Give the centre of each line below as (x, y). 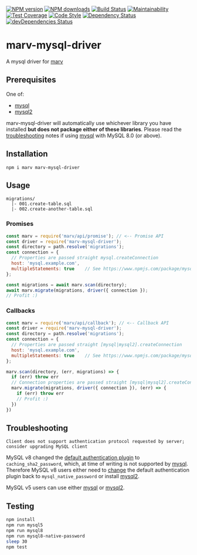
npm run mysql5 (25, 525)
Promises (20, 224)
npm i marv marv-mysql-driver (43, 167)
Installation (27, 154)
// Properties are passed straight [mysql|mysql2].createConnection (97, 345)
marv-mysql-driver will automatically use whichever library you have (89, 123)
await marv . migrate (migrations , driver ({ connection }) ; (77, 290)
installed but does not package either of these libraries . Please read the (94, 129)
